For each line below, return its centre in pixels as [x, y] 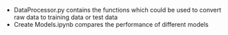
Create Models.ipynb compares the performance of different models [111, 24]
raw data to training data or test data [66, 17]
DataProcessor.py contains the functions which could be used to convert [117, 10]
